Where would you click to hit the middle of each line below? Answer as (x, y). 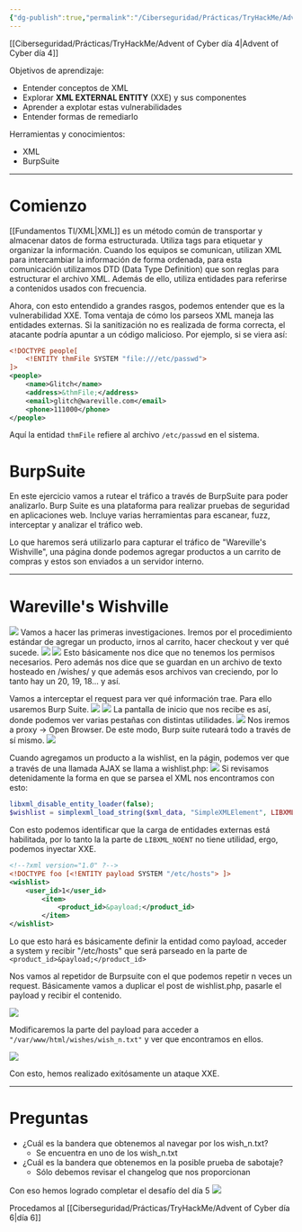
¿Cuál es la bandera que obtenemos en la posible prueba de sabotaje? (153, 1162)
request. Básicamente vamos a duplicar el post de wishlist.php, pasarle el (146, 986)
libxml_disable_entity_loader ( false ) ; (82, 804)
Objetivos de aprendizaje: (57, 70)
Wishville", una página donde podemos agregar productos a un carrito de (145, 552)
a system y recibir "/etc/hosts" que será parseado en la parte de (129, 951)
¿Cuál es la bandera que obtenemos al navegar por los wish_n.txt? (145, 1143)
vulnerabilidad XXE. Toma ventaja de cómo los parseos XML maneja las (142, 315)
